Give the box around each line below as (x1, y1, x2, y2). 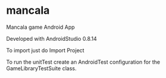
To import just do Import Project (6, 46, 85, 54)
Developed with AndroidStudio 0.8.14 (6, 35, 97, 42)
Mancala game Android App (6, 23, 75, 31)
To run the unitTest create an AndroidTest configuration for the (6, 58, 160, 65)
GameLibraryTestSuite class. (6, 64, 76, 72)
